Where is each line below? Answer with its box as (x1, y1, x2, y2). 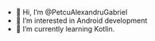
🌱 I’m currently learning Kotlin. (15, 24, 115, 33)
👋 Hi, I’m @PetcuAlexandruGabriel (15, 8, 128, 17)
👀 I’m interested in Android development (15, 16, 148, 25)
